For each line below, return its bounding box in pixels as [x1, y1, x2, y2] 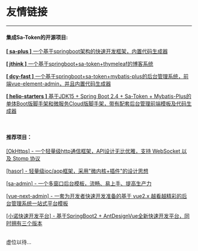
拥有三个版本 [11, 220, 42, 227]
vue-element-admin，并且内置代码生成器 [11, 80, 111, 87]
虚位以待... [6, 239, 32, 246]
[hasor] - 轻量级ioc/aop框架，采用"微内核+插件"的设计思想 [6, 167, 148, 174]
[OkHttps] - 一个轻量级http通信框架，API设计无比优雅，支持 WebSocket [6, 148, 181, 155]
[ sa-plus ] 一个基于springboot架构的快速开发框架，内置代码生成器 [6, 48, 168, 55]
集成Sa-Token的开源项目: [6, 34, 68, 41]
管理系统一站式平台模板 [11, 200, 68, 207]
